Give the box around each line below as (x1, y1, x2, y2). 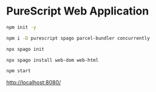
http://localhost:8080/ (6, 79, 62, 86)
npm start (6, 68, 31, 74)
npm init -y (6, 24, 36, 30)
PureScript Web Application (6, 4, 149, 18)
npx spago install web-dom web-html (6, 57, 99, 63)
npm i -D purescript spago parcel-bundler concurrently (6, 35, 150, 41)
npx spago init (6, 46, 45, 52)
